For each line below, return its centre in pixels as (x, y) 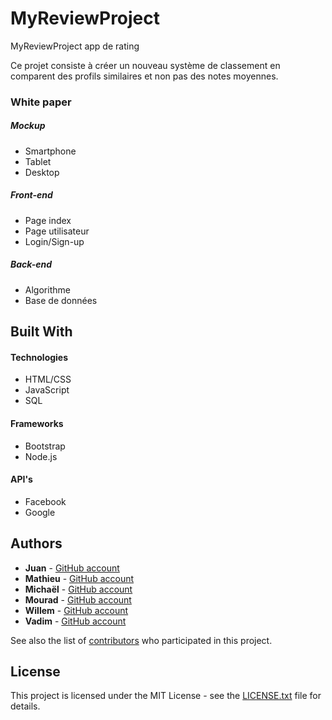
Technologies (39, 357)
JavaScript (47, 390)
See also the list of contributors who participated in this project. (141, 640)
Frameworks (37, 423)
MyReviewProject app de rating (75, 46)
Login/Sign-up (54, 241)
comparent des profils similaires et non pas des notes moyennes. (144, 76)
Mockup (28, 126)
